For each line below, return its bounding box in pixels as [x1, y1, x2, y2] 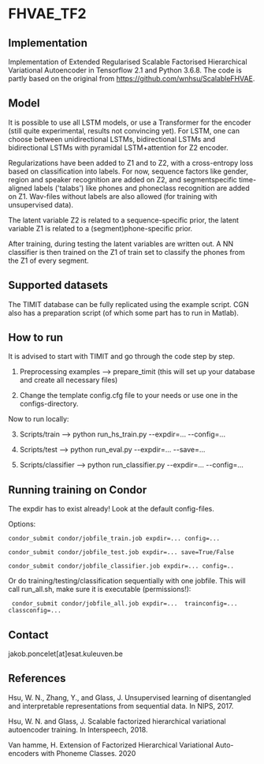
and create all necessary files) [19, 376, 118, 385]
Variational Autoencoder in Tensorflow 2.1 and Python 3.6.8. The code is [8, 66, 242, 75]
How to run [8, 331, 64, 344]
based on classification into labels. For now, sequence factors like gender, [8, 167, 248, 176]
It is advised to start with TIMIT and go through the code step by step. [8, 352, 235, 361]
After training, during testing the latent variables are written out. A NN [8, 238, 234, 249]
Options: [8, 519, 36, 529]
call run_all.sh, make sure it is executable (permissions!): [8, 585, 191, 594]
